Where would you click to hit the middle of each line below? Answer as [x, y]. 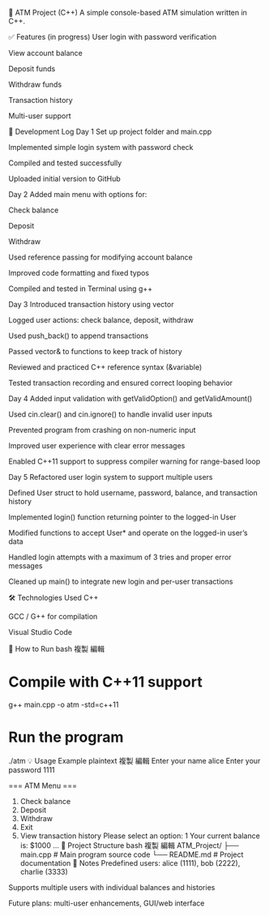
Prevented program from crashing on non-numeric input [102, 430]
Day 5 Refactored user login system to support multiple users [111, 477]
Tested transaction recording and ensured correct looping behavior [121, 383]
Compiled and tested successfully [65, 163]
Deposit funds [32, 68]
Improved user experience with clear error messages [97, 445]
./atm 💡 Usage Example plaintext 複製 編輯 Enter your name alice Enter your [134, 760]
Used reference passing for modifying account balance [100, 257]
